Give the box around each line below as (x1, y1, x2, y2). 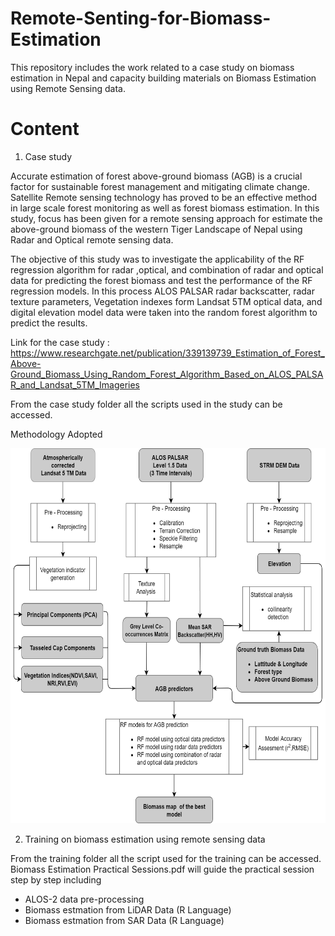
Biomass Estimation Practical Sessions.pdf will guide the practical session (10, 863, 315, 875)
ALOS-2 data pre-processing (24, 893, 145, 905)
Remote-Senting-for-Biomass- (10, 7, 272, 30)
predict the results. (10, 317, 88, 329)
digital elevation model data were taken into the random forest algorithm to (10, 306, 318, 318)
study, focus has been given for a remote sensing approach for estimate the (10, 212, 323, 224)
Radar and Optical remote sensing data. (10, 233, 174, 246)
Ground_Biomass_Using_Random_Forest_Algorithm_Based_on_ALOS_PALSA (10, 368, 324, 380)
